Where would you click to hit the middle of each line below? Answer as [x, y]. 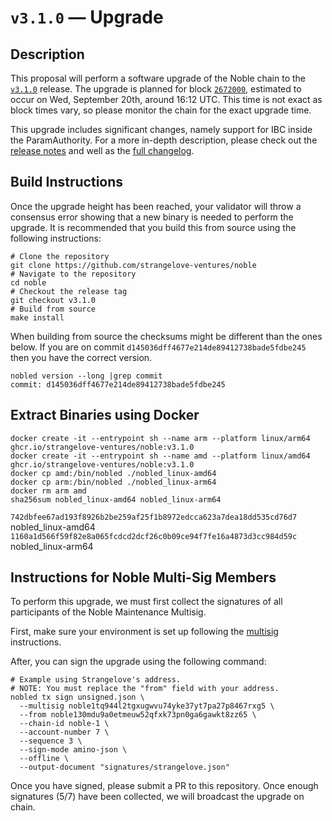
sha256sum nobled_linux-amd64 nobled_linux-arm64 [116, 499]
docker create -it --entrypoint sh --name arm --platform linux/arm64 [160, 438]
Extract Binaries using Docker [105, 415]
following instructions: [56, 238]
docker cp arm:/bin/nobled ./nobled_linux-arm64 [113, 482]
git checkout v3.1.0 [53, 300]
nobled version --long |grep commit [86, 376]
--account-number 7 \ [64, 732]
